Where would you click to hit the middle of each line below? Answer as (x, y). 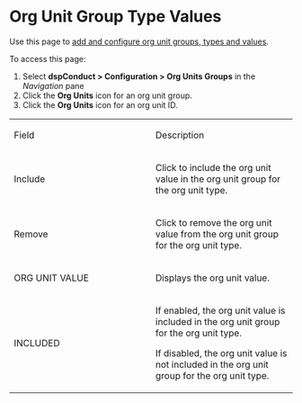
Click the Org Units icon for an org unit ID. (100, 104)
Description (180, 135)
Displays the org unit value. (213, 278)
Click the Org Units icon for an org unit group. (107, 95)
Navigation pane (53, 85)
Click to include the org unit (213, 167)
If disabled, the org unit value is (222, 353)
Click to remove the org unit (214, 222)
